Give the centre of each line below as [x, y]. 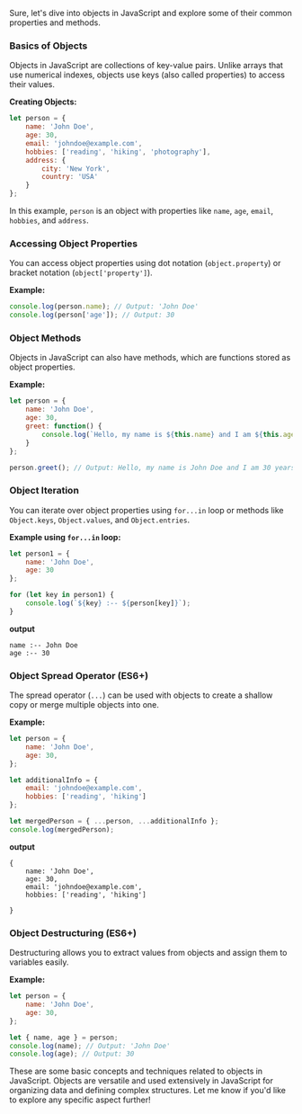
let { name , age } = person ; [64, 1038]
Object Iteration [44, 491]
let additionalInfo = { [54, 780]
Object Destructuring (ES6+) [73, 932]
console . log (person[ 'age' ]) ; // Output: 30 [92, 315]
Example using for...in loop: [65, 537]
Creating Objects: [43, 102]
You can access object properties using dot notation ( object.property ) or [145, 263]
